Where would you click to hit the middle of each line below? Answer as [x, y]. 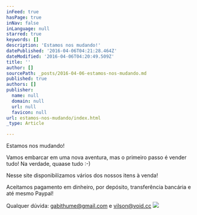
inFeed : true [23, 12]
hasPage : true [24, 17]
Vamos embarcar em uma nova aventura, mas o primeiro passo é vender [96, 157]
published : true [27, 79]
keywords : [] [23, 40]
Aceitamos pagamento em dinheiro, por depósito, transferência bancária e [99, 187]
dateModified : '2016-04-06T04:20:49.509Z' [60, 56]
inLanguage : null [28, 29]
